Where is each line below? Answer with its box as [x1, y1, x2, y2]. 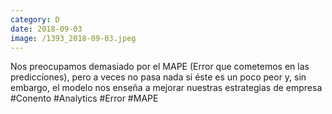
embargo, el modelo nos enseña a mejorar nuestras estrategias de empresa [10, 82, 323, 94]
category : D [10, 14, 60, 25]
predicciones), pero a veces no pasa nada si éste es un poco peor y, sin [10, 71, 307, 83]
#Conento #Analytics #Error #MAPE [10, 92, 159, 105]
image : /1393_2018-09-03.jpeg [10, 33, 137, 43]
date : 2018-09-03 [10, 24, 83, 34]
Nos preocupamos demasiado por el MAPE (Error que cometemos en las [10, 61, 310, 73]
